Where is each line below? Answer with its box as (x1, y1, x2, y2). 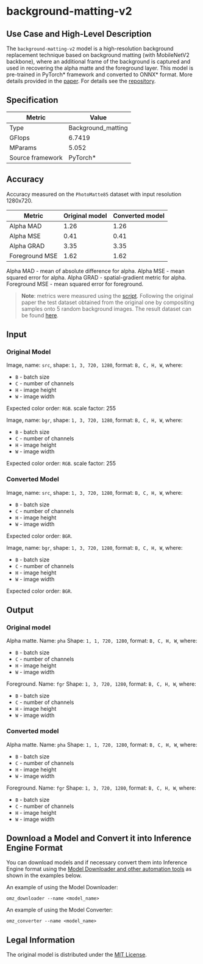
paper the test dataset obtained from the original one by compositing (21, 298, 195, 306)
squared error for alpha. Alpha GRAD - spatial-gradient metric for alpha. (6, 273, 187, 281)
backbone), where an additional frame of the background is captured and (6, 58, 191, 65)
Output (6, 605, 34, 615)
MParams (9, 143, 37, 152)
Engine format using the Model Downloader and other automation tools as (6, 866, 192, 873)
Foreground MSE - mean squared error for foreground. (6, 280, 144, 287)
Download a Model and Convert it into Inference (6, 833, 192, 843)
